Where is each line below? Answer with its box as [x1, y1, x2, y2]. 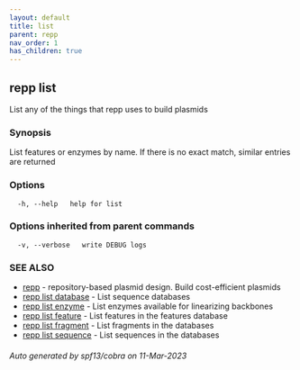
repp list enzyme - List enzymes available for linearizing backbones [22, 301, 273, 311]
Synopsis [9, 126, 51, 139]
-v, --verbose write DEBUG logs [17, 240, 147, 249]
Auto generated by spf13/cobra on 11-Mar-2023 [9, 350, 187, 361]
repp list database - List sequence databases [22, 292, 191, 302]
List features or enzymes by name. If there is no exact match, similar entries [9, 147, 291, 158]
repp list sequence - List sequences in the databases [22, 329, 220, 340]
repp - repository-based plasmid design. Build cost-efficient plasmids [22, 282, 281, 293]
